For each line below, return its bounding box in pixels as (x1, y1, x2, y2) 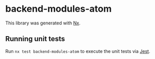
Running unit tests (5, 35, 65, 43)
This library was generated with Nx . (5, 20, 81, 26)
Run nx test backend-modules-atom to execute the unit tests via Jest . (5, 48, 150, 54)
